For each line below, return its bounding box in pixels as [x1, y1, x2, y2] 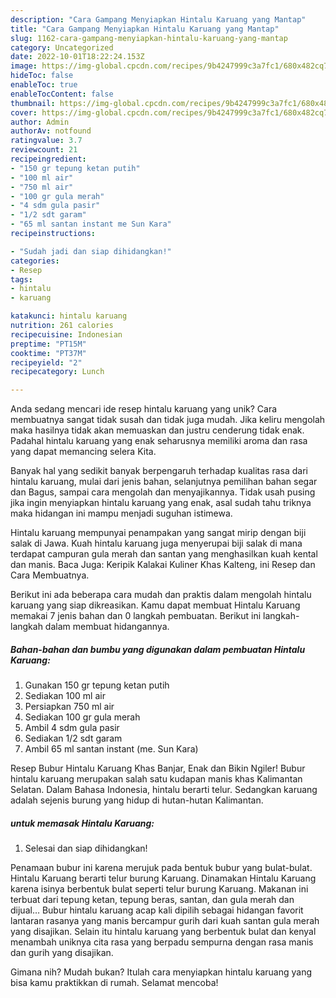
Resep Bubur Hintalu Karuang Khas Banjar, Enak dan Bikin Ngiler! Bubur [10, 762, 306, 775]
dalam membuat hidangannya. [44, 621, 170, 633]
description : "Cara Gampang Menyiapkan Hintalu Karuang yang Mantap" [10, 14, 307, 25]
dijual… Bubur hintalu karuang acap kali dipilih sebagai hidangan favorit [10, 904, 304, 916]
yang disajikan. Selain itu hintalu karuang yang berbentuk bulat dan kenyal [10, 926, 317, 938]
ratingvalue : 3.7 [10, 136, 83, 146]
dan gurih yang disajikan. [10, 947, 114, 959]
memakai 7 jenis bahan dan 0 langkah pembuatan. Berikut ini [10, 610, 262, 622]
